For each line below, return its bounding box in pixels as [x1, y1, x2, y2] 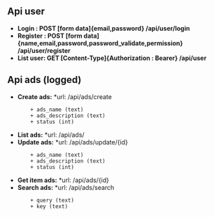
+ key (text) [30, 202, 69, 210]
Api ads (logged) [7, 74, 82, 86]
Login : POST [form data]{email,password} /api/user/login [17, 24, 190, 32]
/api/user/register [17, 46, 71, 54]
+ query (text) [30, 197, 75, 204]
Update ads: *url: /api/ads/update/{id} [17, 137, 128, 146]
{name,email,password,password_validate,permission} [17, 38, 183, 47]
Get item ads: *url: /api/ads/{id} [17, 176, 110, 184]
